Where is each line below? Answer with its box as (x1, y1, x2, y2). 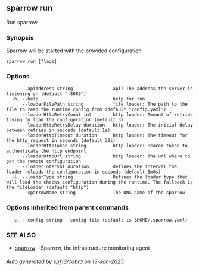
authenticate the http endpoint (6, 148, 86, 155)
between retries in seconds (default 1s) (6, 127, 111, 134)
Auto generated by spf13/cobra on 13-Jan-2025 (6, 258, 124, 265)
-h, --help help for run (11, 96, 145, 102)
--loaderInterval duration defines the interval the (21, 164, 178, 170)
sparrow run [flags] (6, 59, 58, 65)
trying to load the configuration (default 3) (6, 117, 124, 123)
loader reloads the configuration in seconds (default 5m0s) (6, 169, 161, 175)
